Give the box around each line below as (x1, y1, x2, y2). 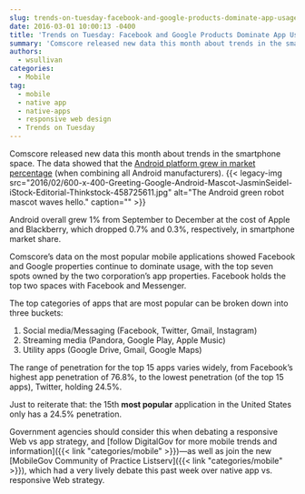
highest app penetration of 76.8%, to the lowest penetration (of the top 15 (9, 372, 284, 382)
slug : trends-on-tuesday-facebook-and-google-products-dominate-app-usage (9, 13, 299, 23)
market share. (9, 234, 62, 244)
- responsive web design (17, 115, 112, 124)
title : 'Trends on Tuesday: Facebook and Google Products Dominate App (9, 30, 286, 39)
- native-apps (17, 106, 71, 116)
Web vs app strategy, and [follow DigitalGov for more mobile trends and (9, 436, 278, 447)
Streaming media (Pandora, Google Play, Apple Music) (22, 335, 226, 346)
